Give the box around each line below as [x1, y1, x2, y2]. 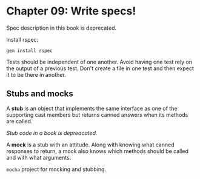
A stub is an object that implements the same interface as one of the [6, 105, 178, 112]
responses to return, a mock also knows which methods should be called [6, 147, 189, 155]
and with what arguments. [6, 154, 72, 161]
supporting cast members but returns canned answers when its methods [6, 111, 188, 119]
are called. [6, 117, 33, 125]
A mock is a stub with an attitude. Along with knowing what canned [6, 141, 175, 148]
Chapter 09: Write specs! [6, 4, 136, 18]
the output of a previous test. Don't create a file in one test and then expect [6, 65, 194, 72]
